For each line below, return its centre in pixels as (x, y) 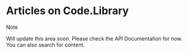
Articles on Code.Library (68, 11)
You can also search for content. (46, 45)
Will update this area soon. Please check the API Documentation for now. (94, 38)
